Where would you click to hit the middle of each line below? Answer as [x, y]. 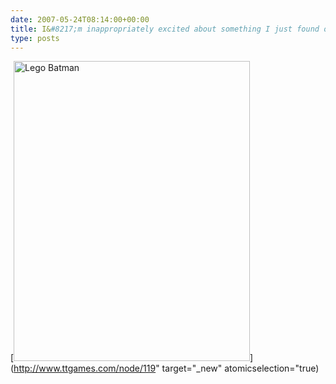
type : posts [35, 38]
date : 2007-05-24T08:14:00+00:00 [80, 19]
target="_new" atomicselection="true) [240, 368]
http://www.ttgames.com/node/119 [85, 368]
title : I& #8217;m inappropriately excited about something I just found [165, 29]
